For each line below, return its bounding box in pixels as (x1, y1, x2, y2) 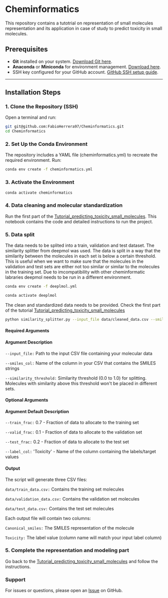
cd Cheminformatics (5, 129, 46, 134)
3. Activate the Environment (5, 179, 74, 186)
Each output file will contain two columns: (5, 515, 91, 521)
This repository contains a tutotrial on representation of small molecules (5, 20, 153, 26)
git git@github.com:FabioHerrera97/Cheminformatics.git (5, 124, 124, 129)
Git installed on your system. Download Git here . (12, 58, 112, 64)
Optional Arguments (5, 397, 48, 403)
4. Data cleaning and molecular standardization (5, 202, 123, 209)
